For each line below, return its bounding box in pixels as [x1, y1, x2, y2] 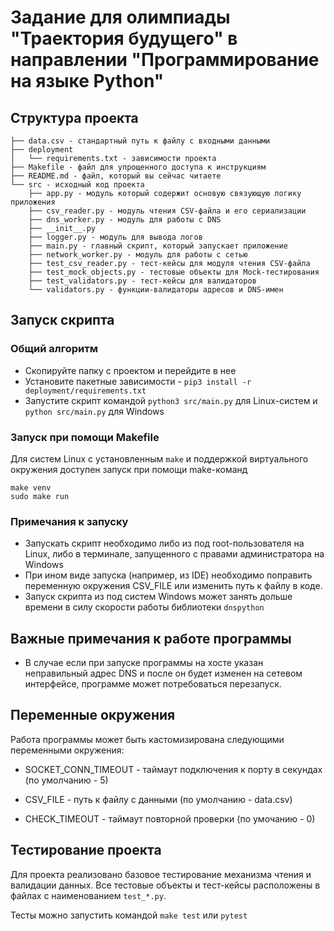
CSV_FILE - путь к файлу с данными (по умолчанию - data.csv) [24, 793, 293, 805]
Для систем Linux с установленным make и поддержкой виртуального [10, 452, 309, 465]
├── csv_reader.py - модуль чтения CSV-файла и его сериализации [28, 206, 307, 216]
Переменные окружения [10, 707, 176, 724]
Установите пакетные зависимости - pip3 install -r [24, 375, 252, 387]
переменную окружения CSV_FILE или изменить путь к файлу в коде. [24, 580, 323, 592]
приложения [10, 197, 56, 207]
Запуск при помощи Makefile [10, 430, 160, 444]
